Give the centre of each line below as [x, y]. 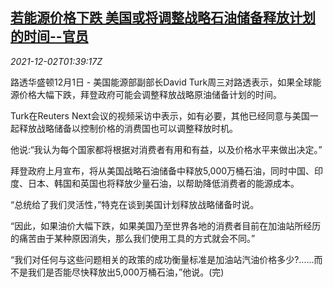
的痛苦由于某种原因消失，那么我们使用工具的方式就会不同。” [133, 238]
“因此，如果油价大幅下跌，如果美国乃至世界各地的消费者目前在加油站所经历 [166, 225]
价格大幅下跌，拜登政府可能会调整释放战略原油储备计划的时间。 [150, 94]
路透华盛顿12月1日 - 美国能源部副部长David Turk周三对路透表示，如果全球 [161, 82]
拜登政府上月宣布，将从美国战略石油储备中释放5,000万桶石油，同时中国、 [162, 170]
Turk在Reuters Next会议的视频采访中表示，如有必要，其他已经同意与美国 [160, 115]
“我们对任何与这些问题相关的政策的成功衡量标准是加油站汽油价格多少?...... [162, 259]
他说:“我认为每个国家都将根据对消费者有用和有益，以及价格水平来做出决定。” [166, 149]
